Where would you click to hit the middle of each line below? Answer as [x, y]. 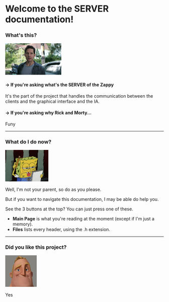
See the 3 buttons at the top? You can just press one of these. [69, 209]
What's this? [21, 35]
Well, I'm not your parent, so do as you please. [53, 190]
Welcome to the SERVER [57, 9]
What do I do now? [28, 141]
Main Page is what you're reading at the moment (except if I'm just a [83, 219]
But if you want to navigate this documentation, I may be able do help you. [82, 199]
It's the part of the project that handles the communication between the [79, 96]
